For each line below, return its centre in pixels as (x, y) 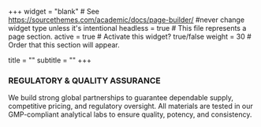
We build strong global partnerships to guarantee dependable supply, (121, 98)
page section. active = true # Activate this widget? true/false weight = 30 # (130, 36)
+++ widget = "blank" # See (54, 11)
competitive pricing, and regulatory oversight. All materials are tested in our (131, 106)
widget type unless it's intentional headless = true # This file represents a (127, 28)
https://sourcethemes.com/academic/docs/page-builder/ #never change (127, 20)
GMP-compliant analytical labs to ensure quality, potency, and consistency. (130, 114)
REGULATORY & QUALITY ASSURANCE (85, 80)
